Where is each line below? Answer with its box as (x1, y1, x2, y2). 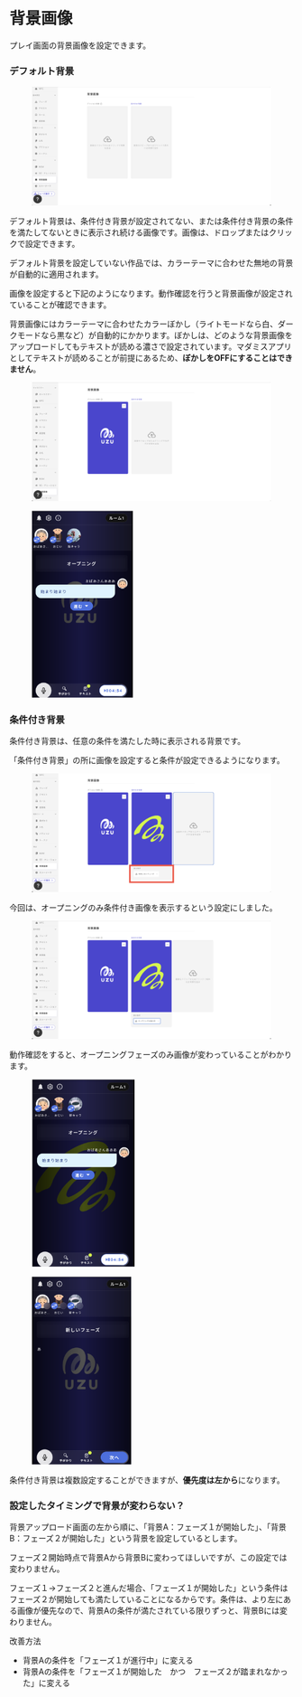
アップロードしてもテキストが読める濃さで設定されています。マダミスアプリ (9, 341, 292, 352)
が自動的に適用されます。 (9, 269, 104, 279)
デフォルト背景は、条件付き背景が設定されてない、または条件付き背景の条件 (9, 215, 294, 226)
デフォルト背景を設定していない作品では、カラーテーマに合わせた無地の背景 (9, 257, 294, 268)
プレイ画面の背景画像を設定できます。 (9, 40, 151, 51)
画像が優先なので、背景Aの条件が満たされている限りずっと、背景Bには (16, 1606, 280, 1617)
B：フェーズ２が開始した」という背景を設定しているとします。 (9, 1533, 243, 1544)
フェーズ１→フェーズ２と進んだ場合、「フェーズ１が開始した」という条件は (9, 1583, 288, 1594)
